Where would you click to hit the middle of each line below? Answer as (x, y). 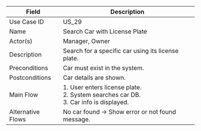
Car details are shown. (94, 78)
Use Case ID (27, 22)
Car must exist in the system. (103, 68)
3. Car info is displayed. (96, 102)
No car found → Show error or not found (119, 112)
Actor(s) (21, 41)
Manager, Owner (86, 41)
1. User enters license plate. (102, 87)
